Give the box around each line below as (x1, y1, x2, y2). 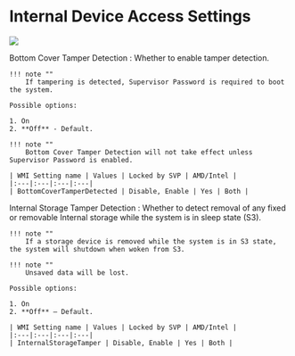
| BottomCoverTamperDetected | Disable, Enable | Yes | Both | (9, 186, 250, 195)
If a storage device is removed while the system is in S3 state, (25, 236, 277, 246)
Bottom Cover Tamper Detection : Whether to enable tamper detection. (9, 52, 270, 63)
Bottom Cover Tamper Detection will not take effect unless (25, 147, 253, 157)
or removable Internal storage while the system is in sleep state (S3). (9, 211, 261, 222)
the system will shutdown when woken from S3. (9, 244, 185, 253)
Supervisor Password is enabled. (9, 155, 134, 164)
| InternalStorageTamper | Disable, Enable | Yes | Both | (9, 338, 234, 347)
